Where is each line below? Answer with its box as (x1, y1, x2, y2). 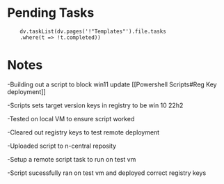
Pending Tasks (7, 5, 95, 21)
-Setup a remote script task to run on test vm (7, 155, 136, 163)
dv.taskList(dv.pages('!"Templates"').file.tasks (19, 28, 167, 35)
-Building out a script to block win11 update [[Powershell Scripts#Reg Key (7, 80, 217, 89)
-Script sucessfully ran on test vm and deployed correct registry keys (7, 169, 207, 177)
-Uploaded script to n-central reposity (7, 141, 117, 150)
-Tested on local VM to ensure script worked (7, 114, 135, 123)
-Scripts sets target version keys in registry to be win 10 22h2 (7, 101, 184, 109)
